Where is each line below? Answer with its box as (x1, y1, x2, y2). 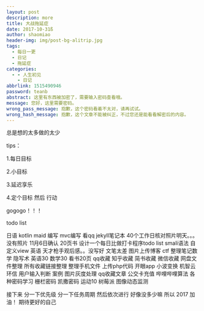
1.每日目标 (6, 155, 32, 162)
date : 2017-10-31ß (6, 26, 53, 32)
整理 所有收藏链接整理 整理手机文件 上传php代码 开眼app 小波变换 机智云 (11, 263, 196, 270)
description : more (6, 15, 53, 21)
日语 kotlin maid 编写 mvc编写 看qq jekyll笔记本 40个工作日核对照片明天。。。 (6, 232, 198, 239)
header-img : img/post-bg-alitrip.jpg (6, 37, 103, 43)
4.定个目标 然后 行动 (6, 194, 58, 201)
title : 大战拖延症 (6, 20, 49, 26)
